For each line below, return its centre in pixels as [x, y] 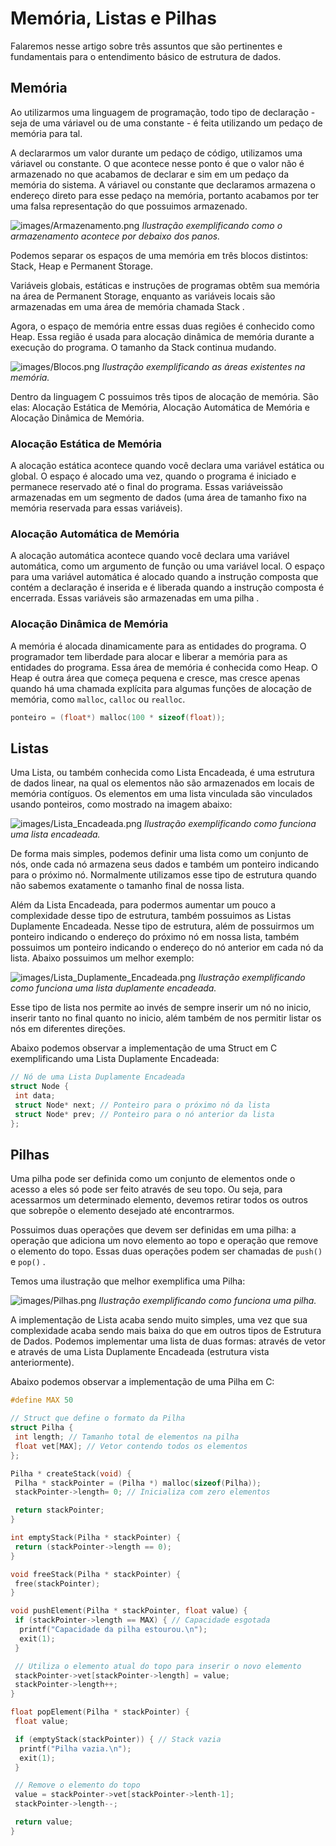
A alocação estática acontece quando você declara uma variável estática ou [167, 466]
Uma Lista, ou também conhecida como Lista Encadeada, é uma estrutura [162, 773]
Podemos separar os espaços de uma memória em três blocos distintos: [159, 255]
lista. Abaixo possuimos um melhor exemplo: [102, 958]
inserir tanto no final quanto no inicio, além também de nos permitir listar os [166, 1018]
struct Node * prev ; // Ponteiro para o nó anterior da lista [144, 1114]
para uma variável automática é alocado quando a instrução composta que [164, 577]
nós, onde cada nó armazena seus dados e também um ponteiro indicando [165, 864]
